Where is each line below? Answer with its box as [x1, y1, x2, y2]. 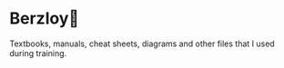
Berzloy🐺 [9, 8, 80, 29]
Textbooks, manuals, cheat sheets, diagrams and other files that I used [9, 38, 275, 49]
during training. [9, 47, 67, 58]
